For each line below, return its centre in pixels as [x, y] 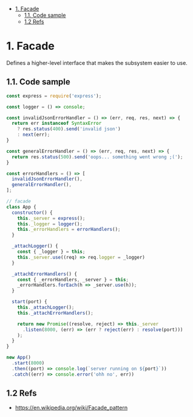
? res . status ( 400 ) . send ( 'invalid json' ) [69, 129]
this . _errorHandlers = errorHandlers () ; [69, 230]
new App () [19, 358]
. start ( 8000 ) [28, 363]
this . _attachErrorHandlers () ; [56, 313]
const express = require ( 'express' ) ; [54, 96]
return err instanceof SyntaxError [57, 124]
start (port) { [29, 302]
